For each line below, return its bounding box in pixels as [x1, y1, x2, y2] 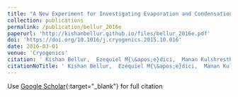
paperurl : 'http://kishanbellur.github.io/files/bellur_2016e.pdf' [7, 30, 211, 37]
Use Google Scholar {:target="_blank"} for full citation [7, 82, 163, 90]
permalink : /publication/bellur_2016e [7, 23, 122, 30]
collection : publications [7, 17, 84, 24]
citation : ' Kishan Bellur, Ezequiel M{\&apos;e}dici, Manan [7, 56, 198, 63]
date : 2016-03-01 [7, 43, 59, 50]
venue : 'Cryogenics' [7, 50, 69, 57]
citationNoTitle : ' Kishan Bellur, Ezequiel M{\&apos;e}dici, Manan [7, 63, 220, 70]
